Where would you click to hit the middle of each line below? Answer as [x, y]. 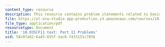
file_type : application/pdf [34, 23]
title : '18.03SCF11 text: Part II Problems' [51, 32]
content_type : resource [29, 10]
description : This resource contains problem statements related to [77, 14]
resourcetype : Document [29, 28]
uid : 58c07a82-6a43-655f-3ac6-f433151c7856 [50, 37]
